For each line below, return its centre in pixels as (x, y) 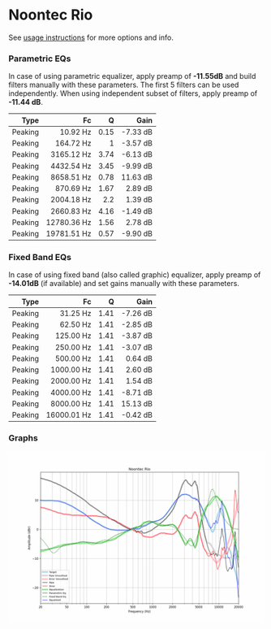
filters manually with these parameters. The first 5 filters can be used (124, 85)
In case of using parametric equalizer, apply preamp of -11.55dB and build (132, 76)
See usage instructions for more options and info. (91, 37)
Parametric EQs (40, 59)
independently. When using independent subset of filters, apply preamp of (133, 93)
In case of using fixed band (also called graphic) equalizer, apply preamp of (135, 275)
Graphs (23, 438)
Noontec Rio (51, 15)
